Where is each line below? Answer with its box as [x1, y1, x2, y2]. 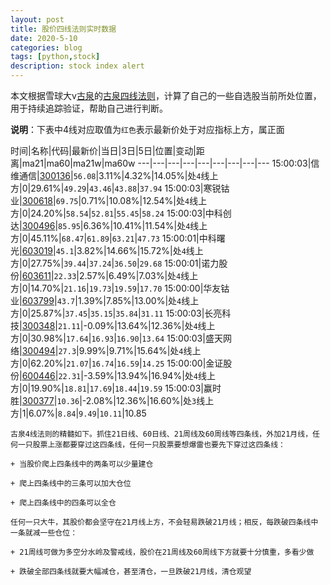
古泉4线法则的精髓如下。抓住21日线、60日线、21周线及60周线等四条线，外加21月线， [10, 429, 313, 439]
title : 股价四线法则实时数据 [10, 24, 117, 34]
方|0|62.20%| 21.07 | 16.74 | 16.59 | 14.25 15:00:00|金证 [10, 357, 224, 369]
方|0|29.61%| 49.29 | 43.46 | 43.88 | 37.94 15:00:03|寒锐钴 [10, 182, 230, 194]
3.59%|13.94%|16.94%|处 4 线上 [87, 370, 216, 381]
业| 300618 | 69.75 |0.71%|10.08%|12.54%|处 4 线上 [10, 195, 208, 206]
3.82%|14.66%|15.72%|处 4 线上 [76, 245, 204, 256]
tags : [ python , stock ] [10, 52, 101, 62]
